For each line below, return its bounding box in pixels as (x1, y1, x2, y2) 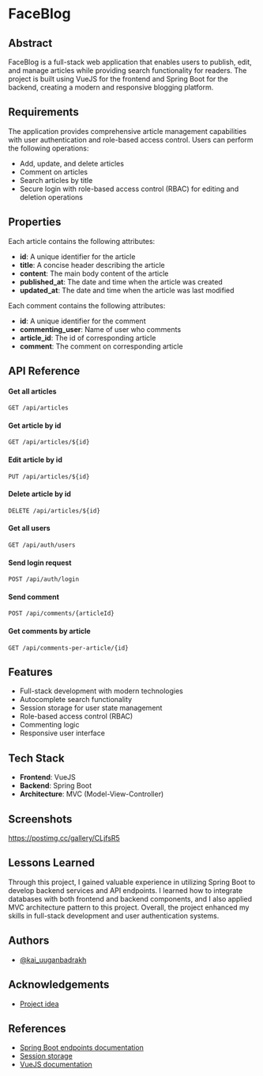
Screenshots (8, 812, 73, 826)
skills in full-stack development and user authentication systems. (8, 910, 220, 920)
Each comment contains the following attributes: (8, 300, 166, 310)
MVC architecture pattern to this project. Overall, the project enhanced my (8, 902, 250, 912)
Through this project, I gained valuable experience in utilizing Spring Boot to (8, 877, 255, 887)
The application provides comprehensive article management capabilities (8, 126, 247, 135)
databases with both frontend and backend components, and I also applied (8, 894, 253, 903)
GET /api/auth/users (8, 541, 77, 549)
